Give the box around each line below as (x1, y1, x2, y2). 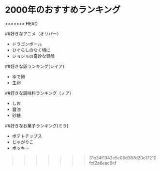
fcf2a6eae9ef (89, 160, 117, 166)
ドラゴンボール (12, 41, 42, 46)
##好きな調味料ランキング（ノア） (5, 90, 74, 96)
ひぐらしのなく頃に (12, 47, 51, 53)
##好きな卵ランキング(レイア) (5, 63, 64, 69)
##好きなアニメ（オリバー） (5, 31, 61, 36)
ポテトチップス (12, 133, 42, 139)
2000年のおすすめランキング (5, 4, 121, 15)
